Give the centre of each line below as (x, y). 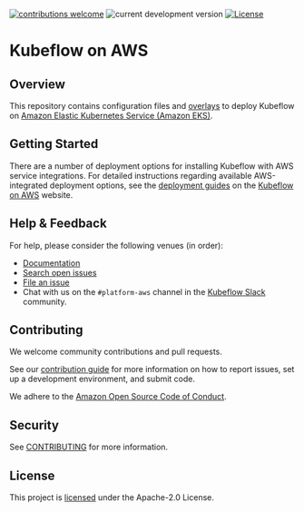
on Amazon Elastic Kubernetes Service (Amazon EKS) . (111, 115)
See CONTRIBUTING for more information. (89, 447)
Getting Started (54, 144)
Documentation (51, 262)
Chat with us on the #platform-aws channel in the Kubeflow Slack (144, 291)
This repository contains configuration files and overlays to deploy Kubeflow (152, 106)
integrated (29, 185)
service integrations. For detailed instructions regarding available (131, 175)
